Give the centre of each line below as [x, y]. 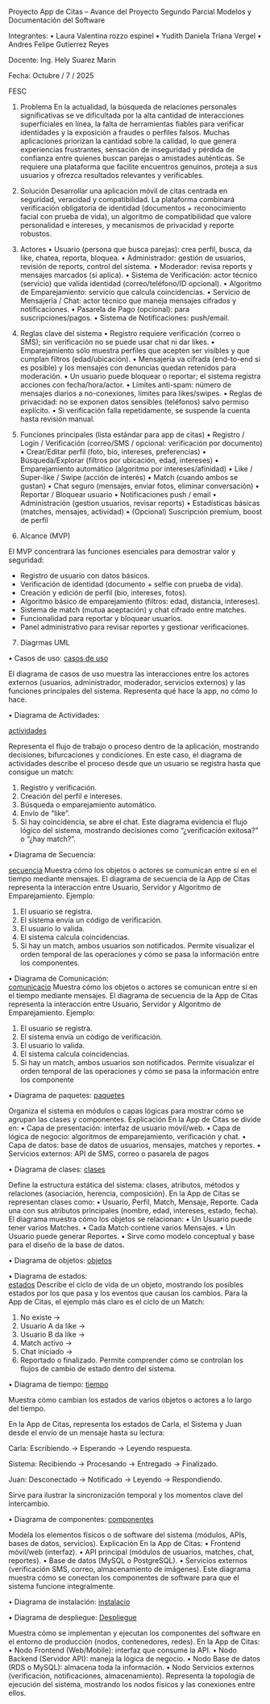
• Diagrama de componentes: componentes [81, 1519]
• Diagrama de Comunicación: [58, 978]
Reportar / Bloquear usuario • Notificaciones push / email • [118, 494]
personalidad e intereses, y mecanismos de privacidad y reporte [127, 225]
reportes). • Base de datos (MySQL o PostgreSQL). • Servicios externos [128, 1561]
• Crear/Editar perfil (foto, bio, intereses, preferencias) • [113, 452]
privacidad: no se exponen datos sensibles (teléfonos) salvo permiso [134, 402]
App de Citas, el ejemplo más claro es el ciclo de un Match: [107, 1302]
